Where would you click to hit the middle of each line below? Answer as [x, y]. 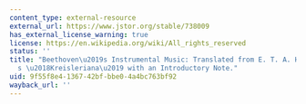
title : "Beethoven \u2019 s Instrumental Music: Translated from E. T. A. [150, 60]
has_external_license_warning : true [79, 34]
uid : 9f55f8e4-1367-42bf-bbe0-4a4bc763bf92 [93, 77]
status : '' [30, 52]
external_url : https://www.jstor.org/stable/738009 [109, 26]
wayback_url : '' [40, 85]
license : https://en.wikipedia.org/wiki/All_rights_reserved [128, 43]
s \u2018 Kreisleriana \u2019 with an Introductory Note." [128, 69]
